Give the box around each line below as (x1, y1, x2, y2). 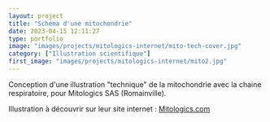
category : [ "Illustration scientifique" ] (8, 50, 151, 58)
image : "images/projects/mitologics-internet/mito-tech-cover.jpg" (8, 42, 242, 50)
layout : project (8, 11, 63, 20)
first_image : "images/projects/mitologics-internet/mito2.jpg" (8, 58, 228, 66)
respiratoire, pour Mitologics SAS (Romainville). (8, 88, 167, 98)
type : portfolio (8, 34, 63, 43)
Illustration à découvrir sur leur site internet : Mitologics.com (8, 103, 211, 114)
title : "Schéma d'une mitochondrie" (8, 20, 133, 28)
